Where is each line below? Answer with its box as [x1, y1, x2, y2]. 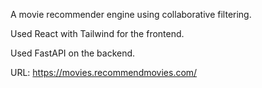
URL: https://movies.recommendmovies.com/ [10, 67, 198, 78]
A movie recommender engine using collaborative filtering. [10, 9, 252, 20]
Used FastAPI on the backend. [10, 47, 136, 59]
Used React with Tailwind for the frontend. [10, 28, 185, 39]
